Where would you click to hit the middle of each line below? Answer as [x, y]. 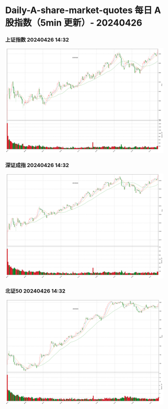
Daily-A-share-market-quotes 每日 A [83, 10]
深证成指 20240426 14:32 [37, 165]
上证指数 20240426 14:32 [37, 40]
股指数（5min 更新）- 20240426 [74, 23]
